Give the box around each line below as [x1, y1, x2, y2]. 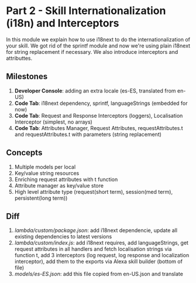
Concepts [6, 148, 43, 158]
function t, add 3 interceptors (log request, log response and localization [14, 252, 190, 259]
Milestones [6, 71, 48, 81]
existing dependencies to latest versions [14, 233, 112, 240]
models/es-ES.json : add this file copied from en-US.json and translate [14, 271, 183, 278]
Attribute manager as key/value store [14, 182, 104, 189]
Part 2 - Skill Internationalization [6, 4, 166, 18]
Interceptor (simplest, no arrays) [14, 118, 92, 125]
